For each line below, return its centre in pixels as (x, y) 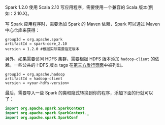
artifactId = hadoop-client (34, 79)
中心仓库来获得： (22, 30)
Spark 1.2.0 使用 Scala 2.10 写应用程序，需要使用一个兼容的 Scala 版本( (77, 7)
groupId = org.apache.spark (34, 40)
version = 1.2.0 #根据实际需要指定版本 (42, 49)
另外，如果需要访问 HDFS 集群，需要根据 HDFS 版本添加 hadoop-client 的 (80, 59)
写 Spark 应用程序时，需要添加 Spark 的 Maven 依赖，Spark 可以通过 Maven (82, 24)
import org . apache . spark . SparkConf (42, 118)
